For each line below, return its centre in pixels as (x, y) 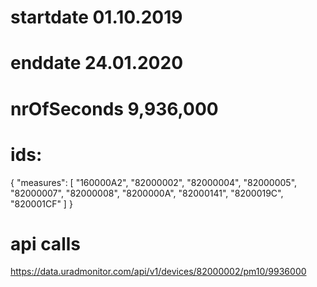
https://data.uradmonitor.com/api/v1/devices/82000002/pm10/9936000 (158, 272)
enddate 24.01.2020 (97, 63)
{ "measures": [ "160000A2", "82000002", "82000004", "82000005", (154, 182)
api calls (45, 243)
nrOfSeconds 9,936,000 (114, 108)
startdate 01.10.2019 (96, 17)
